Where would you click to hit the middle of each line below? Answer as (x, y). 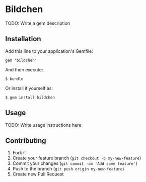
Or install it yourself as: (29, 88)
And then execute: (24, 69)
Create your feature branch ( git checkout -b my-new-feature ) (77, 158)
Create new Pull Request (38, 174)
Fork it (19, 153)
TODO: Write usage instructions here (43, 125)
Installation (23, 39)
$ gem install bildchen (30, 97)
